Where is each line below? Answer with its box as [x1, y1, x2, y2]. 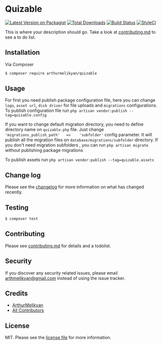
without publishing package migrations [5, 148, 83, 153]
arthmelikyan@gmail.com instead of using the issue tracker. [5, 275, 125, 281]
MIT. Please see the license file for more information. [5, 335, 111, 341]
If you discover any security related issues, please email [5, 270, 118, 276]
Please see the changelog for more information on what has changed [5, 184, 144, 190]
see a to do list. [5, 34, 36, 40]
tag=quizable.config [5, 113, 47, 118]
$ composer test [5, 216, 38, 221]
